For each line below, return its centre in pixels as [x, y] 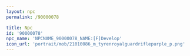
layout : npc [21, 11]
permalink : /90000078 [33, 17]
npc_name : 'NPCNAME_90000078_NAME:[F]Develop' [64, 39]
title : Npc [19, 28]
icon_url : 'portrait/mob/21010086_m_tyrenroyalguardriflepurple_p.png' [96, 44]
